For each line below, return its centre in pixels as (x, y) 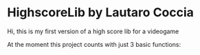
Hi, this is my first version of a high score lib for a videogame (93, 31)
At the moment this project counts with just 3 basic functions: (94, 44)
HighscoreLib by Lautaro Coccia (101, 13)
